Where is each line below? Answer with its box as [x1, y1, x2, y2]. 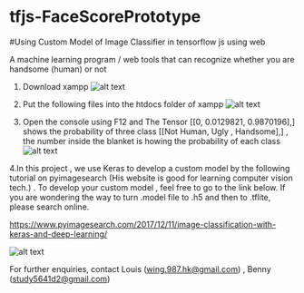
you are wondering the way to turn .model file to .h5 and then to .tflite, [9, 191, 271, 202]
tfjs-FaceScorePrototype [9, 6, 201, 27]
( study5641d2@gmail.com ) [9, 273, 111, 284]
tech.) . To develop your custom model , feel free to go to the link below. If [9, 181, 286, 192]
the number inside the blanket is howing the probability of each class [22, 135, 281, 146]
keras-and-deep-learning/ [9, 229, 108, 239]
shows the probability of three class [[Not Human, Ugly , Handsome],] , [22, 125, 289, 137]
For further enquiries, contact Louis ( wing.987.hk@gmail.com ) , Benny [9, 263, 271, 274]
